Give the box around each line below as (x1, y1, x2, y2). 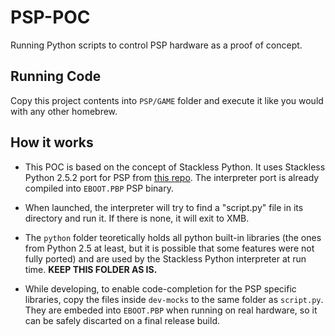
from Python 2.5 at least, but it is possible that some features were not (24, 242, 315, 254)
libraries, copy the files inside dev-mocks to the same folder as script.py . (24, 293, 324, 305)
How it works (10, 134, 94, 151)
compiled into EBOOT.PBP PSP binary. (24, 182, 174, 194)
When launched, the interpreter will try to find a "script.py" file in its (24, 201, 304, 213)
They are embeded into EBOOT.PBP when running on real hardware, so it (24, 304, 318, 316)
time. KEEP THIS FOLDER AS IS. (24, 263, 158, 275)
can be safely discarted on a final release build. (24, 314, 220, 326)
